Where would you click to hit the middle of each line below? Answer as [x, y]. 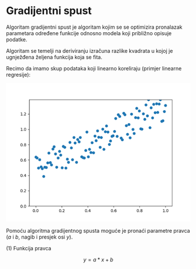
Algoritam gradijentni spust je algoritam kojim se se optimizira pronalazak [94, 27]
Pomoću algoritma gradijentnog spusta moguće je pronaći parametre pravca [98, 230]
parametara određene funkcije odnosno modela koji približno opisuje [89, 33]
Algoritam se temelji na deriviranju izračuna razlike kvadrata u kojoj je [90, 50]
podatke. [17, 39]
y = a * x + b [98, 260]
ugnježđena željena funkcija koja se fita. [54, 57]
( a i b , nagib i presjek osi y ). [39, 237]
